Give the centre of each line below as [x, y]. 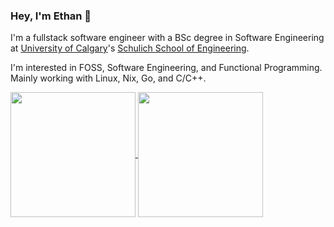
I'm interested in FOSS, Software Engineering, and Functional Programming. [166, 68]
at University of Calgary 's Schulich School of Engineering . [130, 48]
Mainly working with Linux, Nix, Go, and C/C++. [108, 78]
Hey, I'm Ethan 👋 [51, 16]
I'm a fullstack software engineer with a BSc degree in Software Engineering [167, 38]
